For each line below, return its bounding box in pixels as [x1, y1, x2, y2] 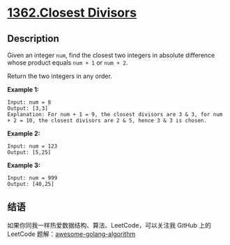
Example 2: [7, 129, 40, 137]
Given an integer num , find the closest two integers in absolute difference [7, 51, 215, 59]
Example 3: [7, 161, 40, 169]
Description [7, 33, 59, 45]
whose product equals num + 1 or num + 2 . [7, 58, 128, 67]
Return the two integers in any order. [7, 72, 113, 80]
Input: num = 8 [7, 99, 52, 106]
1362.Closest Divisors [7, 5, 137, 21]
